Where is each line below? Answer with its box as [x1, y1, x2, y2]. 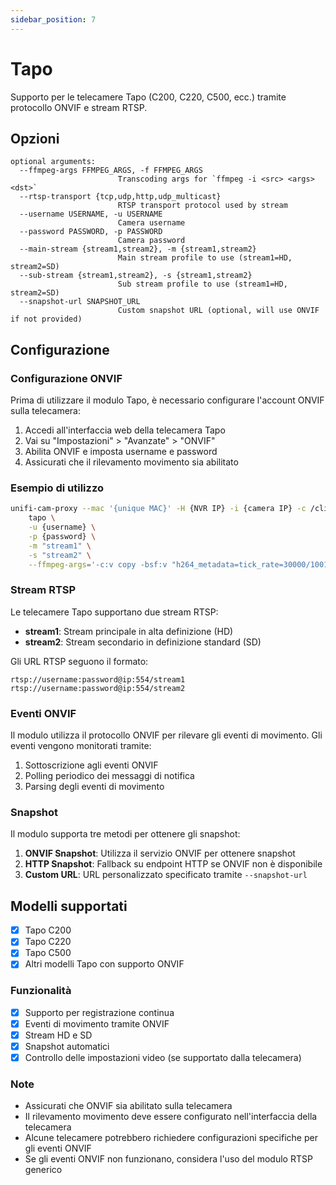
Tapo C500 [24, 947, 72, 959]
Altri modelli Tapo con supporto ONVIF [24, 958, 185, 970]
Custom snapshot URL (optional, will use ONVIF [117, 306, 320, 316]
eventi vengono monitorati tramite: [10, 740, 152, 752]
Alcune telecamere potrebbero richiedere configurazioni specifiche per [24, 1132, 318, 1144]
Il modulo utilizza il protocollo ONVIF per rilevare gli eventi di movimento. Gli [10, 729, 323, 741]
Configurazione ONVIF [10, 371, 123, 385]
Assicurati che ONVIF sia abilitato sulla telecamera [24, 1100, 233, 1112]
